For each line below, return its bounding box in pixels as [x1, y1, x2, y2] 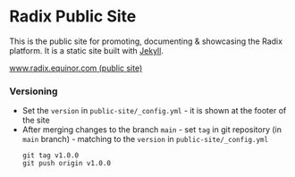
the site [21, 114, 51, 126]
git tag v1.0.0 [21, 151, 80, 160]
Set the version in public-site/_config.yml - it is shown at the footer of [21, 105, 287, 116]
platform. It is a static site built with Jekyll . [9, 45, 164, 55]
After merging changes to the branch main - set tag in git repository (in [21, 124, 282, 135]
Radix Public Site [9, 6, 137, 27]
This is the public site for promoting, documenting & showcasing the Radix [9, 36, 283, 46]
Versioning [9, 85, 58, 97]
